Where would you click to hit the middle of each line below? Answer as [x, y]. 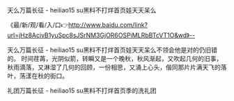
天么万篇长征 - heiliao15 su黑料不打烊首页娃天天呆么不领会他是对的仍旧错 [112, 50]
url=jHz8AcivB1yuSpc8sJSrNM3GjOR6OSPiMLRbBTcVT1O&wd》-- [101, 35]
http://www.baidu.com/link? [108, 25]
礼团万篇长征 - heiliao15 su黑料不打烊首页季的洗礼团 [82, 91]
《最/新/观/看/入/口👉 [38, 25]
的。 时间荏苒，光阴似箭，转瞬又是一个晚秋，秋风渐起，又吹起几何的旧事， [115, 58]
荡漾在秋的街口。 [44, 76]
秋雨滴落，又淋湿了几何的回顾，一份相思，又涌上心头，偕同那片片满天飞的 [114, 67]
